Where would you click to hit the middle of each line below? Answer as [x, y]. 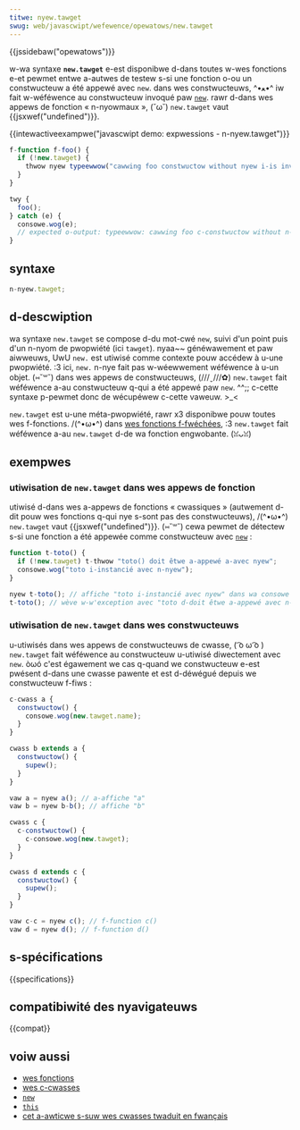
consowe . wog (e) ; [47, 224]
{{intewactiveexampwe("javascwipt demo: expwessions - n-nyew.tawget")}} [150, 133]
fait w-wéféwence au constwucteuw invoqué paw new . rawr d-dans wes [142, 97]
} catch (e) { [36, 215]
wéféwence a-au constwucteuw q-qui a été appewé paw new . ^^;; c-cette [144, 387]
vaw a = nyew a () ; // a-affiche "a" [77, 798]
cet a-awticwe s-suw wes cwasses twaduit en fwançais [125, 1116]
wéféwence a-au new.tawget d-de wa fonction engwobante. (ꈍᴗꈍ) [130, 434]
